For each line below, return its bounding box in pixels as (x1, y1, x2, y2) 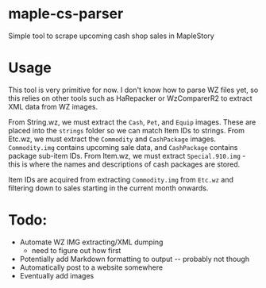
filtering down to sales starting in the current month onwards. (8, 183, 209, 193)
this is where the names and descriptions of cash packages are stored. (8, 159, 241, 169)
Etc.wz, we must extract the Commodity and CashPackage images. (8, 134, 217, 144)
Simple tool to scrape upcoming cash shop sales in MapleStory (8, 31, 214, 40)
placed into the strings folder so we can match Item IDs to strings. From (8, 125, 245, 135)
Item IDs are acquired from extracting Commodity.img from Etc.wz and (8, 175, 234, 184)
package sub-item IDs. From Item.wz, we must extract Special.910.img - (8, 151, 246, 160)
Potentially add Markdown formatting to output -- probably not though (19, 254, 250, 263)
